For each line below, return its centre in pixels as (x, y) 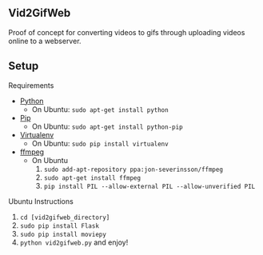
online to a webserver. (45, 41)
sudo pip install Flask (60, 226)
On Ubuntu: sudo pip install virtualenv (100, 143)
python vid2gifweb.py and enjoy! (74, 242)
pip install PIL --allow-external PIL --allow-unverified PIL (149, 186)
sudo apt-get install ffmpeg (92, 178)
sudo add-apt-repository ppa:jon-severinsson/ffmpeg (133, 169)
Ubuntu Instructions (41, 201)
